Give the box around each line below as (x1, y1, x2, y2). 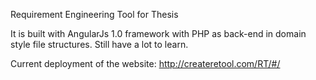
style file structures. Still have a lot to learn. (10, 39, 189, 50)
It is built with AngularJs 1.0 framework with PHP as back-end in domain (10, 28, 307, 39)
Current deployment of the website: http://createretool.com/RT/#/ (10, 58, 281, 69)
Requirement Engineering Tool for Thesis (10, 9, 179, 20)
